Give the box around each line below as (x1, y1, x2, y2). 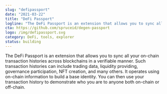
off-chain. (5, 84, 26, 90)
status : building (5, 39, 41, 44)
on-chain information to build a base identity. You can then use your (5, 73, 144, 79)
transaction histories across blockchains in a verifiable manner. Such (5, 58, 146, 64)
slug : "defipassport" (5, 7, 50, 12)
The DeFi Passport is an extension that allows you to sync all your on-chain (5, 53, 159, 59)
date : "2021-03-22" (5, 12, 46, 17)
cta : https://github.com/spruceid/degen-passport (5, 26, 110, 31)
